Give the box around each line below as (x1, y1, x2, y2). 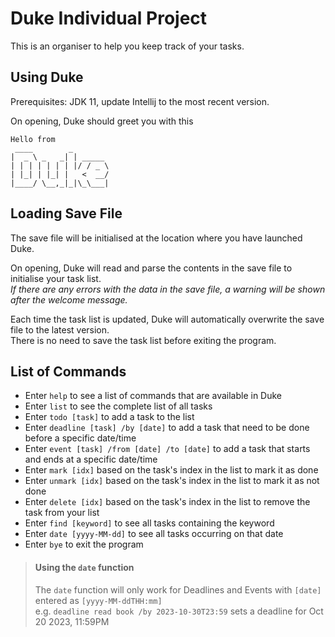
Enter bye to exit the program (24, 538, 144, 551)
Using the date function (34, 561, 135, 573)
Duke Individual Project (10, 7, 208, 30)
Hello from (10, 134, 56, 144)
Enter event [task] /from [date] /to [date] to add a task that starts (24, 443, 311, 455)
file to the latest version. (10, 323, 110, 336)
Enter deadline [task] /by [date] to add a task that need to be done (24, 422, 310, 434)
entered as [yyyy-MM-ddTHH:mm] (34, 594, 163, 606)
